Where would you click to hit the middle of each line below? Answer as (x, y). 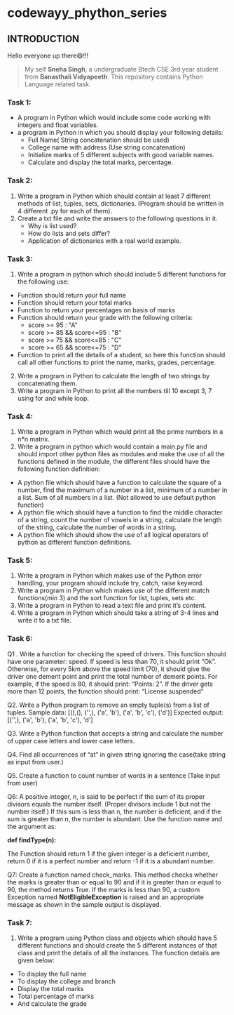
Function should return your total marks (74, 303)
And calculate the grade (52, 1004)
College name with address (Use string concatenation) (106, 147)
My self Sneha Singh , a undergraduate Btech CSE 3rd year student (121, 69)
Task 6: (20, 639)
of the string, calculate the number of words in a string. (97, 527)
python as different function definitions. (74, 543)
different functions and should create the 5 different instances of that (117, 946)
